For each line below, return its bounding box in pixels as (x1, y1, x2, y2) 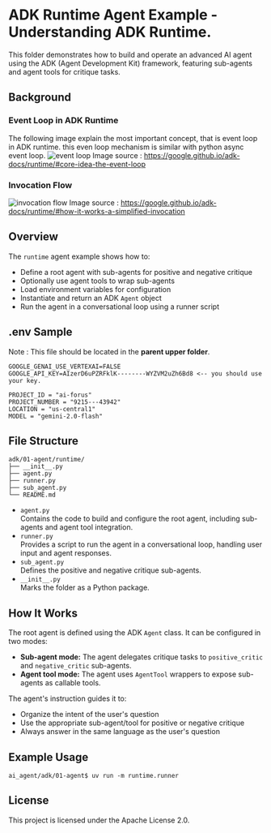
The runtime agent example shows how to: (8, 251, 150, 261)
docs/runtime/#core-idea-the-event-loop (8, 159, 146, 169)
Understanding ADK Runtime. (8, 23, 212, 41)
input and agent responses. (19, 548, 112, 558)
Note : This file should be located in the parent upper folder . (8, 346, 210, 356)
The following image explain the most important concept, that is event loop (8, 133, 258, 143)
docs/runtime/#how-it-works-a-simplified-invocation (8, 206, 186, 216)
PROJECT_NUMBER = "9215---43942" (8, 397, 121, 406)
